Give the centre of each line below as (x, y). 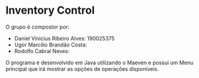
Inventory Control (50, 10)
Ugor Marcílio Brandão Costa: (51, 45)
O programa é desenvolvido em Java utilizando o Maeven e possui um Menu (99, 63)
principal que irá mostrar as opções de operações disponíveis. (82, 68)
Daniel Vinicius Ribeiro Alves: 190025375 (64, 38)
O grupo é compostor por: (38, 27)
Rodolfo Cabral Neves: (42, 51)
